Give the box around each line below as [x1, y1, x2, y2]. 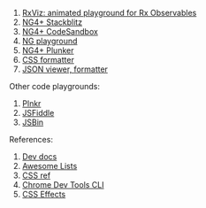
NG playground [21, 35, 78, 46]
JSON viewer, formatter [21, 64, 109, 74]
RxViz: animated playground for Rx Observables [21, 8, 197, 18]
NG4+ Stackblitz [21, 17, 82, 27]
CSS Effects [21, 189, 66, 199]
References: [9, 135, 53, 144]
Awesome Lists [21, 161, 78, 171]
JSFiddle [21, 108, 55, 118]
